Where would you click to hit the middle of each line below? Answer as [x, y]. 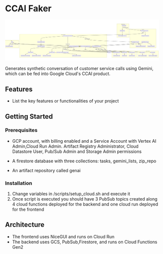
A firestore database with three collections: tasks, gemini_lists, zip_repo [84, 161]
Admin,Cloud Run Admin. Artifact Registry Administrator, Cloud [75, 146]
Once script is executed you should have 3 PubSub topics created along [85, 199]
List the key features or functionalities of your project [65, 101]
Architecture [25, 225]
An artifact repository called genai [46, 170]
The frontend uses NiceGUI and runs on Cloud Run [63, 236]
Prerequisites [21, 130]
